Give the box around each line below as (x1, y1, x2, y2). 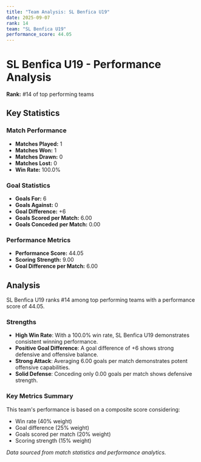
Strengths (6, 318, 36, 327)
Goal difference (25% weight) (15, 424, 90, 431)
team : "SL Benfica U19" (6, 25, 67, 32)
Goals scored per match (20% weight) (15, 430, 111, 438)
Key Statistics (6, 108, 60, 118)
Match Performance (6, 126, 67, 135)
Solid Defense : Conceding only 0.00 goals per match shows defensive (15, 370, 192, 378)
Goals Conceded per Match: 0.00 (15, 221, 101, 228)
